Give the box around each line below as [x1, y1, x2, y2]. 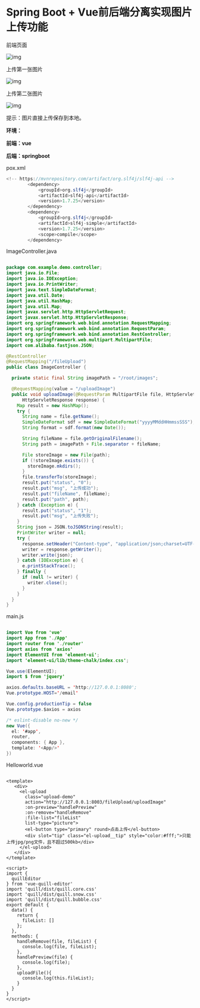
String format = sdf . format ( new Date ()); [21, 425, 127, 431]
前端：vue [6, 139, 32, 146]
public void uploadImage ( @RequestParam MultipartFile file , [11, 391, 164, 398]
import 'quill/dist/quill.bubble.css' [6, 896, 102, 903]
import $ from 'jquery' [6, 674, 65, 680]
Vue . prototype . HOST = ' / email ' [6, 690, 79, 697]
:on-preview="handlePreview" [24, 804, 97, 810]
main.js [6, 613, 24, 620]
